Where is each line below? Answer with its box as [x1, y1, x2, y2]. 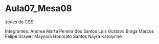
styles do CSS [5, 19, 34, 25]
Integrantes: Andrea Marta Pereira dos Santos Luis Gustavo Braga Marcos [5, 28, 154, 34]
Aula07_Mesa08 [5, 3, 72, 14]
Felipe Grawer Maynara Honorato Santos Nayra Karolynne [5, 33, 122, 39]
